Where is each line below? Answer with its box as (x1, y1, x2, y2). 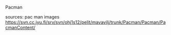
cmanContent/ (5, 24, 36, 30)
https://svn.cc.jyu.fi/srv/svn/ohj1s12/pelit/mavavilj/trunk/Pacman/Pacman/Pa (5, 19, 166, 25)
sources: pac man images (5, 14, 60, 19)
